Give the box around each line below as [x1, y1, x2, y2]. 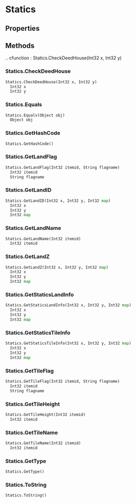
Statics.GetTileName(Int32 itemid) [5, 441, 81, 446]
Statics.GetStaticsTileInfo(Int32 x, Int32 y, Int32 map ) [5, 341, 131, 346]
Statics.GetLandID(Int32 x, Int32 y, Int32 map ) [5, 198, 111, 203]
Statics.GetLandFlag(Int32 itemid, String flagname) [5, 165, 120, 170]
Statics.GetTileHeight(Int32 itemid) [5, 412, 86, 417]
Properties [5, 24, 40, 33]
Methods [5, 41, 35, 50]
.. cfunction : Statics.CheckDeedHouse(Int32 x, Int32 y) [5, 55, 122, 61]
